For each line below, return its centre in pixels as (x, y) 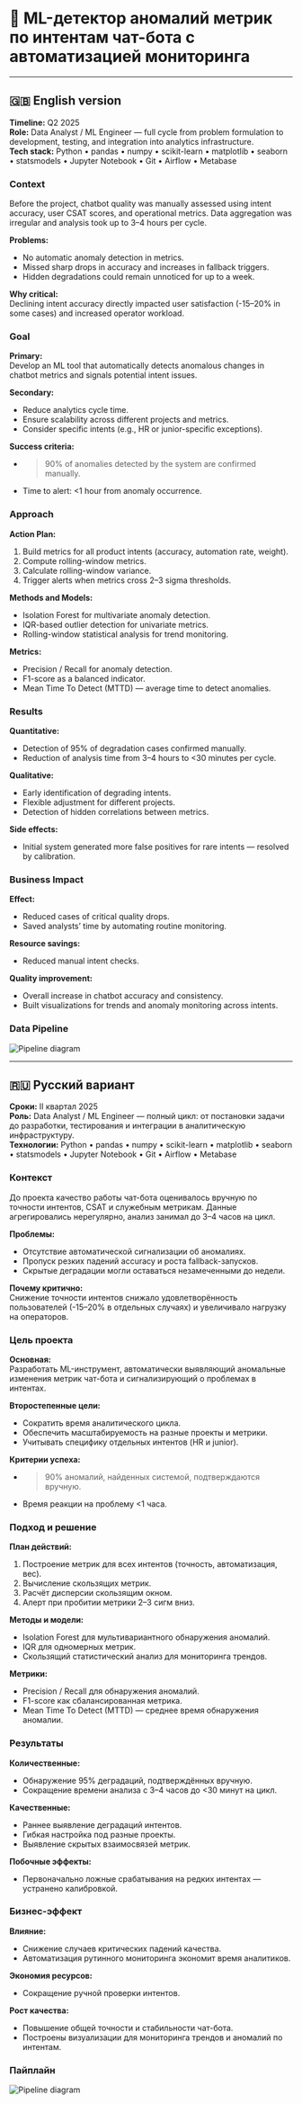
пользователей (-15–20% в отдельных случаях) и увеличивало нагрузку (148, 1307)
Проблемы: (32, 1234)
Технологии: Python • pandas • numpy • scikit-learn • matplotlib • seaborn (151, 1145)
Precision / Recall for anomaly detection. (97, 668)
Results (26, 712)
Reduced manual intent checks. (80, 961)
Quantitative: (35, 730)
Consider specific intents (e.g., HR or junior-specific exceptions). (142, 429)
